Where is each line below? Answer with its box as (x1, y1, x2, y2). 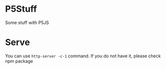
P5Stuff (5, 3, 37, 15)
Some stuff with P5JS (5, 20, 49, 25)
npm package (5, 58, 33, 64)
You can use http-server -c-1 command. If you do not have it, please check (5, 53, 161, 59)
